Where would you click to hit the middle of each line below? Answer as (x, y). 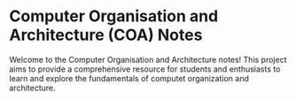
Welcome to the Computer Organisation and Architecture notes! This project (148, 59)
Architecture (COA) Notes (106, 35)
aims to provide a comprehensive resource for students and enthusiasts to (145, 69)
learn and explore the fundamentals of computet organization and (129, 78)
